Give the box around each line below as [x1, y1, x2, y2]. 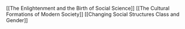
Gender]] [6, 17, 28, 23]
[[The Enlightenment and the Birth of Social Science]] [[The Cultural [6, 5, 170, 11]
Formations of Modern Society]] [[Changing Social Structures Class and [6, 11, 180, 18]
